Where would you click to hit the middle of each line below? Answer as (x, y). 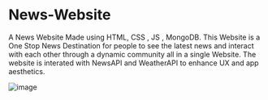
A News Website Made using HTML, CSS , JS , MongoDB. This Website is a (134, 37)
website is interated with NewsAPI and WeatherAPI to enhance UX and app (134, 63)
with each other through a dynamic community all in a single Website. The (132, 54)
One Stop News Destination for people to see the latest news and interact (131, 45)
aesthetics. (27, 71)
